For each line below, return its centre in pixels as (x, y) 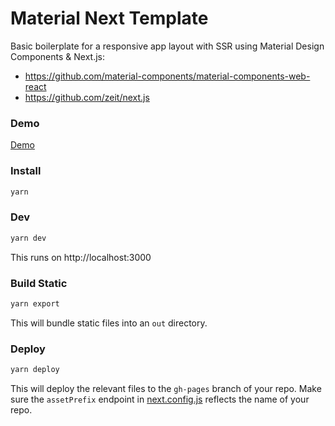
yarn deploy (35, 370)
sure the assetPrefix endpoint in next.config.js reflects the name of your (160, 399)
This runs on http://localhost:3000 (81, 257)
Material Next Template (109, 18)
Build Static (39, 283)
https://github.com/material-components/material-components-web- (167, 76)
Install (26, 171)
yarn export (35, 303)
